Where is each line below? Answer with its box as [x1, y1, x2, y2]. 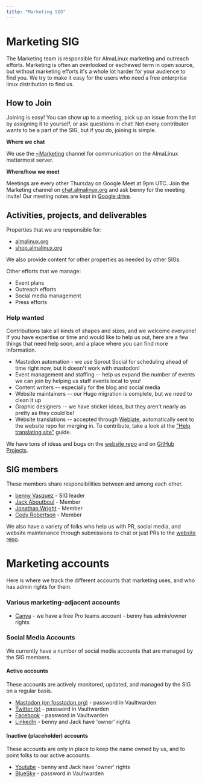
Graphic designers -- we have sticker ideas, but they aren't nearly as [14, 403, 186, 410]
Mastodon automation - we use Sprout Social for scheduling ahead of [14, 358, 188, 366]
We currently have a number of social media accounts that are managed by [6, 647, 194, 655]
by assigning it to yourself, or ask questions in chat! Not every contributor [6, 120, 189, 127]
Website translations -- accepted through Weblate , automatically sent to [14, 416, 194, 423]
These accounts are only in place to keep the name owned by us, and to [6, 746, 186, 753]
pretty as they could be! [14, 410, 74, 417]
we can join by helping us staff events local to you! [14, 378, 141, 385]
